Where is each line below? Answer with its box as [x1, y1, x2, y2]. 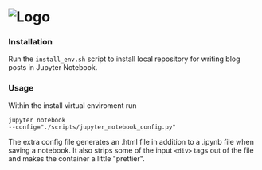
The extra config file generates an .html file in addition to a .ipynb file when [8, 137, 255, 146]
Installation [8, 37, 53, 48]
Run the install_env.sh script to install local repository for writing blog [8, 54, 240, 64]
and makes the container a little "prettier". [8, 153, 145, 163]
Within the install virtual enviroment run [8, 100, 137, 110]
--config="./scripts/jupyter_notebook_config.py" [8, 123, 177, 131]
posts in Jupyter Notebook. [8, 63, 98, 72]
